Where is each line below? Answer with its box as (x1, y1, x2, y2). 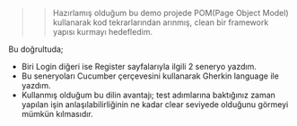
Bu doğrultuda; (8, 44, 64, 55)
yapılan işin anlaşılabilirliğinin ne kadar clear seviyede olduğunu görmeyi (21, 99, 289, 110)
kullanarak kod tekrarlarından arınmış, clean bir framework (52, 17, 269, 28)
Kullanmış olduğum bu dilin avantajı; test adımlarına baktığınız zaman (21, 89, 275, 100)
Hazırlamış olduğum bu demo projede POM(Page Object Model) (52, 8, 289, 18)
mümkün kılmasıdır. (21, 109, 93, 119)
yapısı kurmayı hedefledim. (52, 27, 153, 37)
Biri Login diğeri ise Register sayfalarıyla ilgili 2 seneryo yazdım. (21, 62, 257, 71)
